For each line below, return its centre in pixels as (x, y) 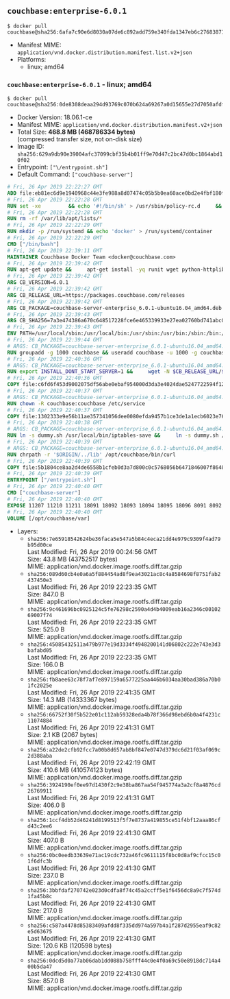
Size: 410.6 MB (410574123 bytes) (75, 770)
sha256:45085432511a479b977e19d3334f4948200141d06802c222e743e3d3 (124, 645)
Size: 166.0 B (45, 664)
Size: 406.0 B (46, 805)
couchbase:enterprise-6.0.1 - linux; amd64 (79, 84)
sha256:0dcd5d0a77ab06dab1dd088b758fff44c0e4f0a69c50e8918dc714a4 (124, 961)
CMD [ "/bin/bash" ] (33, 244)
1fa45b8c (40, 897)
